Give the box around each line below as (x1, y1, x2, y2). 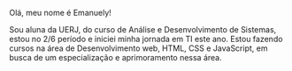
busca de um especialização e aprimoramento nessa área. (9, 53, 223, 62)
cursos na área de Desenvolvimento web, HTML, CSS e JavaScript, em (9, 43, 268, 53)
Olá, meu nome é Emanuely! (9, 8, 112, 18)
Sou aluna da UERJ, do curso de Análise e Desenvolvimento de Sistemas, (9, 25, 277, 34)
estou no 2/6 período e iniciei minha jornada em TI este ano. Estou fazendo (9, 34, 283, 44)
